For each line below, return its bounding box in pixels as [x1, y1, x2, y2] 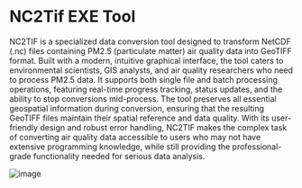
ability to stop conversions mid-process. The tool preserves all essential [9, 93, 277, 104]
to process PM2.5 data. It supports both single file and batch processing [9, 74, 278, 85]
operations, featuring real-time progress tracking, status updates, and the [9, 84, 283, 94]
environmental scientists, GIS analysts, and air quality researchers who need [9, 65, 294, 76]
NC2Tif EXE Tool [9, 6, 136, 27]
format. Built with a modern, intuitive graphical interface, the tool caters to [9, 55, 284, 66]
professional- [232, 141, 282, 152]
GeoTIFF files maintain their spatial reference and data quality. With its [9, 112, 270, 123]
